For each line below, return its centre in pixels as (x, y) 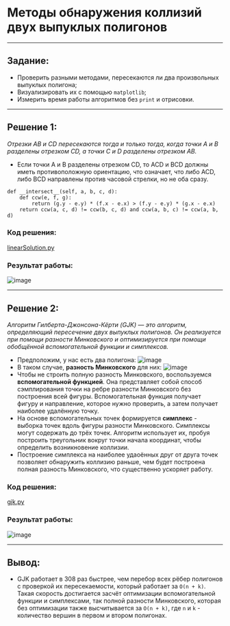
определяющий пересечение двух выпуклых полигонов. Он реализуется (114, 332)
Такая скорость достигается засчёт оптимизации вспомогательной (116, 594)
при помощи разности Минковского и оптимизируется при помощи (107, 339)
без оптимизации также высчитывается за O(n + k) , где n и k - (108, 608)
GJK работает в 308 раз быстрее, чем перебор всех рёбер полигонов (120, 579)
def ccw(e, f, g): (46, 197)
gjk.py (16, 502)
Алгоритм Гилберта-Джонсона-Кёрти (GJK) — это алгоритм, (97, 324)
